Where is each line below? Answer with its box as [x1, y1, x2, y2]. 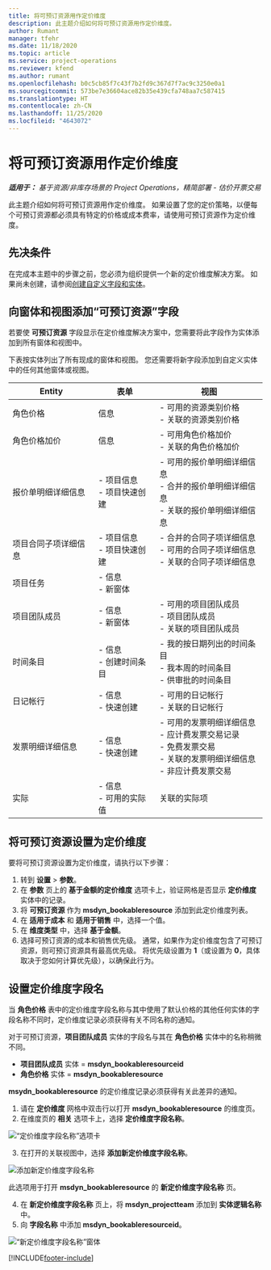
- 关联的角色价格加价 [159, 441, 240, 452]
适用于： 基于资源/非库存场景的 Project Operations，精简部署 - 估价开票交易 [8, 183, 261, 192]
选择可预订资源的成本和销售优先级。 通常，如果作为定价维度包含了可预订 [19, 936, 263, 945]
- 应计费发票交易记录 [159, 729, 240, 740]
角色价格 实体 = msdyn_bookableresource [19, 1070, 164, 1079]
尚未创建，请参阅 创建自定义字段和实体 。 [15, 279, 150, 288]
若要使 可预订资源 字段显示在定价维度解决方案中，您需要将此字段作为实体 [8, 328, 252, 338]
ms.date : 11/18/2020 [8, 42, 78, 50]
